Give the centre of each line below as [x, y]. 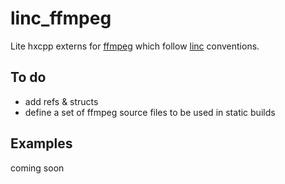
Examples [41, 143]
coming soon [37, 168]
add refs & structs [61, 101]
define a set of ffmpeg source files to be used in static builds [150, 112]
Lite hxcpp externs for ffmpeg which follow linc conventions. [135, 46]
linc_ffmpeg [61, 18]
